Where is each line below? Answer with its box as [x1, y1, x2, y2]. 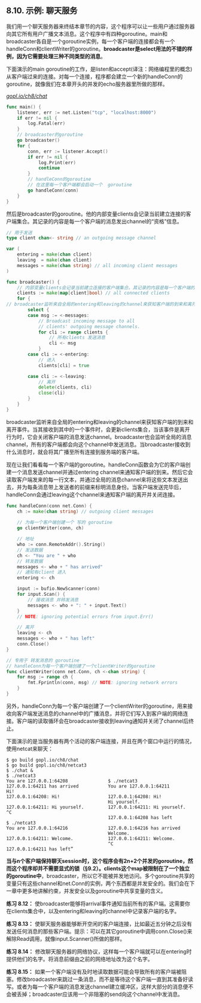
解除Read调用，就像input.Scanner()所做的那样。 [6, 935, 126, 942]
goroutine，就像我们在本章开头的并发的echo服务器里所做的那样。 [6, 80, 168, 87]
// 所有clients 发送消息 [48, 335, 106, 341]
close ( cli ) [38, 390, 66, 396]
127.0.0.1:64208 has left [108, 814, 172, 820]
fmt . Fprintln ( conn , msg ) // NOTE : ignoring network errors [28, 680, 178, 686]
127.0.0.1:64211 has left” [6, 846, 74, 852]
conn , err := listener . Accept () [28, 149, 109, 154]
